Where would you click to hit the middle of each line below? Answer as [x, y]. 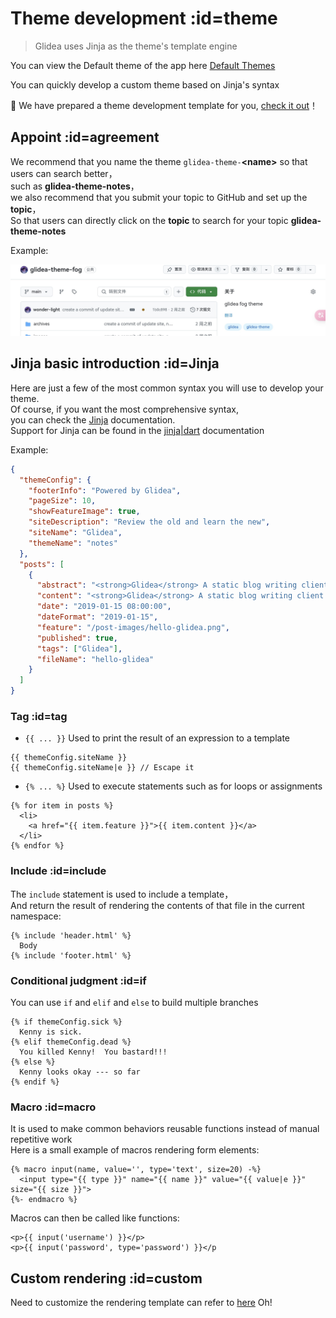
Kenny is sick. [51, 1032]
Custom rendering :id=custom [106, 1278]
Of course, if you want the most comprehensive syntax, [124, 409]
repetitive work [41, 1139]
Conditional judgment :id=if [78, 980]
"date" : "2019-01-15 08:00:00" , [104, 607]
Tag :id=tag [39, 716]
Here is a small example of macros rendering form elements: [135, 1150]
